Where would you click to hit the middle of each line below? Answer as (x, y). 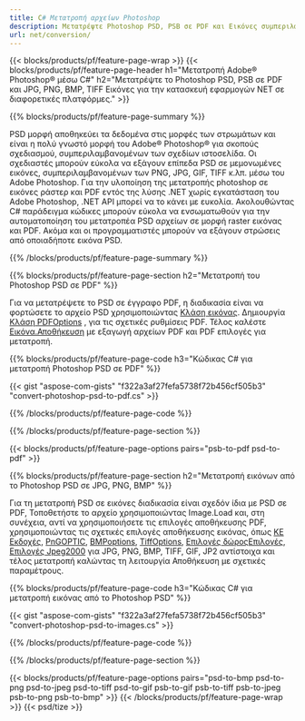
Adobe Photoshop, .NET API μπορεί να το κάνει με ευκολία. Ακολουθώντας (152, 202)
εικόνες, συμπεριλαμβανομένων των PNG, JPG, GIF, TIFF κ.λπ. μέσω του (147, 173)
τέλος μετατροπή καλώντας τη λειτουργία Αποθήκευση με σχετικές (138, 561)
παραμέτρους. (37, 571)
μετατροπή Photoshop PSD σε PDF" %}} (85, 369)
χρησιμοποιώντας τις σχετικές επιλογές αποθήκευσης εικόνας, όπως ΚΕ (147, 532)
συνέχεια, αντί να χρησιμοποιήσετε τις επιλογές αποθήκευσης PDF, (138, 522)
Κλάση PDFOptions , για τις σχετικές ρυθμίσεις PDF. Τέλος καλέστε (138, 322)
